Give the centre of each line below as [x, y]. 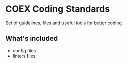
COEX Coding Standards [57, 9]
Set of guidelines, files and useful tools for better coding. [64, 23]
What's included [32, 39]
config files [24, 50]
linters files [24, 56]
